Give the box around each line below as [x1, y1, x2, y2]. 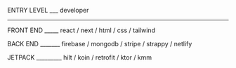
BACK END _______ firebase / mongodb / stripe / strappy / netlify [7, 40, 192, 48]
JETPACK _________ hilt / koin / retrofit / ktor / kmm [7, 53, 152, 62]
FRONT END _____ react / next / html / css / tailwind [7, 26, 156, 34]
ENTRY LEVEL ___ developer [7, 6, 89, 14]
